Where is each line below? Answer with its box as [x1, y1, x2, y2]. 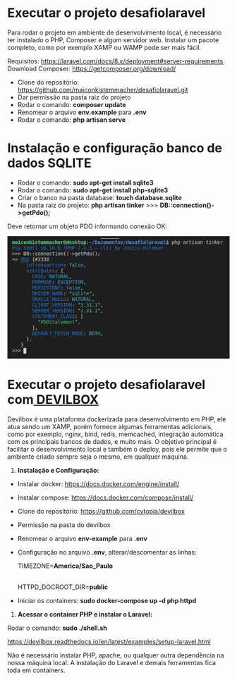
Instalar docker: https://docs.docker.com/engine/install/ [17, 479, 180, 488]
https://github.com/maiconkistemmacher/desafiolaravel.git [17, 85, 188, 94]
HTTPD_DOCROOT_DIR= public [17, 583, 109, 591]
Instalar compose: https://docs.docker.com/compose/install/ [17, 493, 194, 502]
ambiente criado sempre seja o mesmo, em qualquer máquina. [7, 452, 189, 461]
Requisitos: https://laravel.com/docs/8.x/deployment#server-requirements [7, 56, 224, 65]
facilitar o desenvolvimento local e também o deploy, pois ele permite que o [7, 445, 227, 453]
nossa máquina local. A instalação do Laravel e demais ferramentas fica [7, 658, 217, 667]
